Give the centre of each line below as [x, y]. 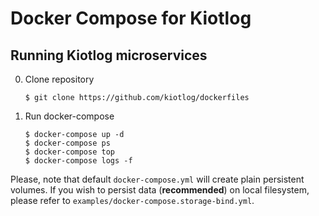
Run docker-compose [69, 116]
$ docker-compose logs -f [78, 161]
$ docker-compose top [69, 152]
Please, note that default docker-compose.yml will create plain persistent [157, 179]
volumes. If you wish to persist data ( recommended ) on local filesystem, [160, 190]
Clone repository [59, 79]
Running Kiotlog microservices [109, 55]
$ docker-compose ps [67, 143]
